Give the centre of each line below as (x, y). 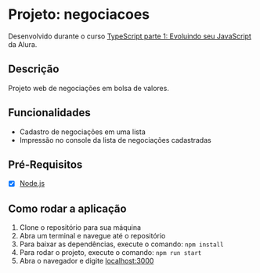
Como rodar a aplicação (67, 208)
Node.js (32, 184)
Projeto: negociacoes (79, 15)
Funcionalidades (50, 113)
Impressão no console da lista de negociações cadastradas (115, 140)
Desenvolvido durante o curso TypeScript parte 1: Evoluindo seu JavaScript (130, 36)
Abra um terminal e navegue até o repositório (92, 236)
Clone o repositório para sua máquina (80, 227)
